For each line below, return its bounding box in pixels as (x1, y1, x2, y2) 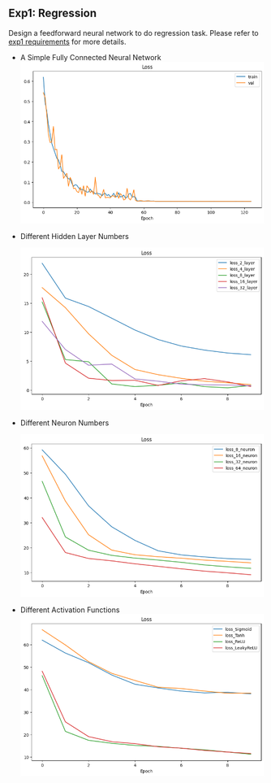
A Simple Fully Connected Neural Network (19, 52, 161, 62)
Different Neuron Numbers (19, 418, 110, 428)
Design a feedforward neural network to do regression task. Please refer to (8, 28, 259, 37)
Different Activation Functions (19, 605, 120, 615)
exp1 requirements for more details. (8, 37, 127, 46)
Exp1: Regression (8, 7, 97, 20)
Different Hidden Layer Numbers (19, 231, 130, 241)
